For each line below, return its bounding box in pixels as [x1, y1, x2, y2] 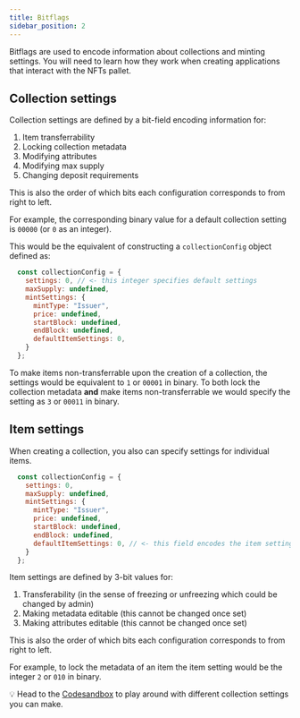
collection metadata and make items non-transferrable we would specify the [9, 386, 291, 397]
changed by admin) [21, 599, 95, 610]
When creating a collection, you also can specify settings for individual [9, 445, 270, 457]
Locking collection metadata [21, 141, 127, 152]
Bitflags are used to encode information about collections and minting [9, 46, 266, 56]
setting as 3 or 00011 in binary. [9, 396, 121, 406]
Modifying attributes [21, 151, 97, 162]
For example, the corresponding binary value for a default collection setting [9, 214, 287, 225]
